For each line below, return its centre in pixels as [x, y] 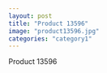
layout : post [30, 16]
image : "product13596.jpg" [54, 31]
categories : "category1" [50, 39]
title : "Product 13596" [49, 24]
